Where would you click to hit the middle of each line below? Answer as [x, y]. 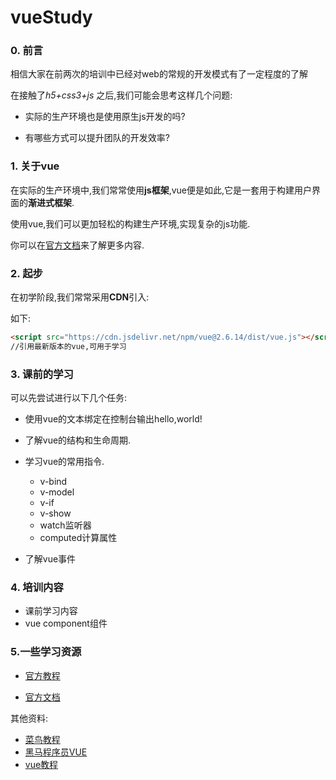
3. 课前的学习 [42, 374]
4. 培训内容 [37, 588]
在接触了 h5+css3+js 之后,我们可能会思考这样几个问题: [121, 95]
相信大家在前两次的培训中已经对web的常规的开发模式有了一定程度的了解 [159, 74]
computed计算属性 [78, 538]
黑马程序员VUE [56, 752]
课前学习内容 [51, 611]
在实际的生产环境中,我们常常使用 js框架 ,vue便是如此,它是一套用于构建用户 [161, 190]
